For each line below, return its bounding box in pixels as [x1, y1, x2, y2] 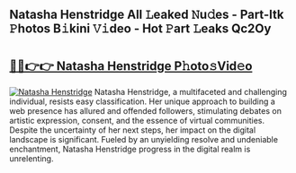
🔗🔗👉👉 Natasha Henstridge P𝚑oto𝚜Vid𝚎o [9, 58, 253, 74]
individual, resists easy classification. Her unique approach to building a [9, 96, 276, 107]
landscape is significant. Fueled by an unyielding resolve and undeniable [9, 134, 279, 144]
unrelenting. [9, 153, 54, 164]
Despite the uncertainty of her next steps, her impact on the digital [9, 125, 256, 135]
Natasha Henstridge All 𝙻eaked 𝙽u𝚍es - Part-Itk [9, 7, 284, 22]
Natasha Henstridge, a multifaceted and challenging [94, 87, 288, 97]
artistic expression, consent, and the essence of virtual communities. [9, 116, 265, 125]
